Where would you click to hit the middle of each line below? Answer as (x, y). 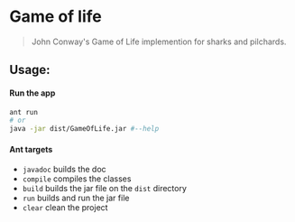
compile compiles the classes (77, 179)
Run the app (32, 93)
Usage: (30, 70)
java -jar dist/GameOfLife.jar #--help (84, 129)
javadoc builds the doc (64, 170)
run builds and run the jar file (76, 198)
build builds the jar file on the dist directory (105, 189)
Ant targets (31, 149)
